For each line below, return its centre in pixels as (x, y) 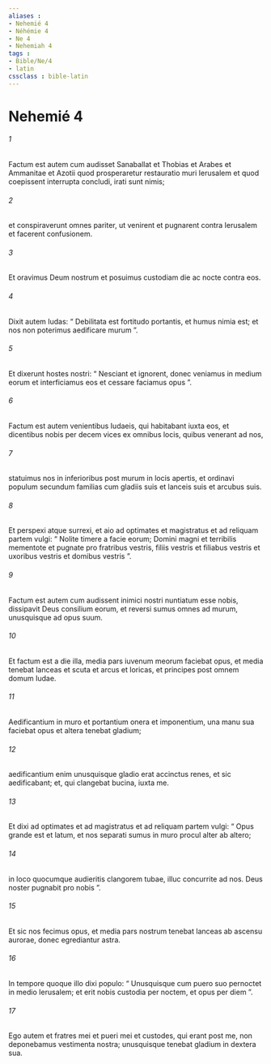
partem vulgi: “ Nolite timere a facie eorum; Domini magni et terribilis (123, 539)
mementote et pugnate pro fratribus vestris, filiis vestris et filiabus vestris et (134, 547)
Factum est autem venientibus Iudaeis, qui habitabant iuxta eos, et (119, 426)
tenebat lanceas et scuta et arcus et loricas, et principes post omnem (124, 669)
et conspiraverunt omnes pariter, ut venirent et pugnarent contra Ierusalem (133, 225)
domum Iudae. (32, 678)
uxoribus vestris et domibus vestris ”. (70, 556)
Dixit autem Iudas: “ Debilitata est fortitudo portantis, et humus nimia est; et (133, 321)
